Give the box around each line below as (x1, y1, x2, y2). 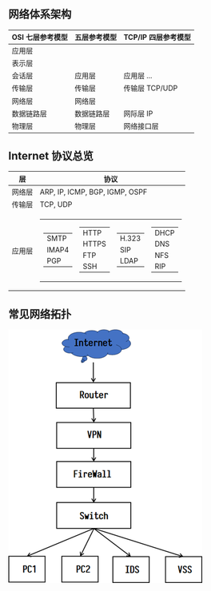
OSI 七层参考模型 (11, 33, 68, 42)
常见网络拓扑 (8, 307, 72, 321)
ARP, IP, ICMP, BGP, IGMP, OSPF (39, 187, 148, 196)
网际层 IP (123, 109, 153, 118)
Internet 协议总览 (8, 149, 94, 162)
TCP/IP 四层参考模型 (123, 33, 192, 42)
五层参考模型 (74, 33, 117, 42)
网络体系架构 (8, 7, 72, 22)
